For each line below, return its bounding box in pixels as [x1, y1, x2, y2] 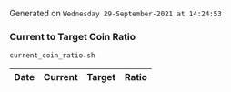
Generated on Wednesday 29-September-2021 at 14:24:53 [9, 8, 223, 18]
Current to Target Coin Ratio [9, 30, 136, 43]
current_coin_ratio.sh [9, 51, 95, 60]
